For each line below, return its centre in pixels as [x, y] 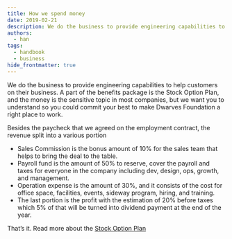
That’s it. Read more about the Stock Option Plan [77, 228]
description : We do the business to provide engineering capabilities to [116, 26]
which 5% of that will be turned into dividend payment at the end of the [119, 207]
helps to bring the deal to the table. [67, 156]
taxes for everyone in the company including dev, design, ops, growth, [118, 170]
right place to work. [35, 114]
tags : [15, 46]
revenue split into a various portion [57, 135]
